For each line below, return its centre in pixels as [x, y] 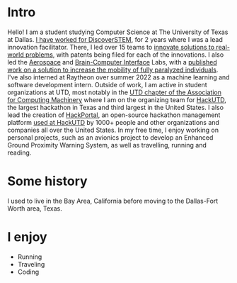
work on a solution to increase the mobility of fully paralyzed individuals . [113, 70]
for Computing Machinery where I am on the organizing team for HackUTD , [117, 99]
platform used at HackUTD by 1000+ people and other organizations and [113, 122]
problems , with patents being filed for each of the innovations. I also [125, 55]
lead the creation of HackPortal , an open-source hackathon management [114, 115]
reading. [19, 152]
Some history [47, 181]
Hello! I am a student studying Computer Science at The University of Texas [118, 32]
